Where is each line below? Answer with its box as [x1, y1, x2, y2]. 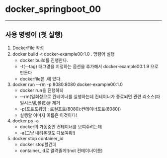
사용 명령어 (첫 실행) [5, 31, 63, 39]
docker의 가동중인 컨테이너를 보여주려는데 [19, 123, 102, 130]
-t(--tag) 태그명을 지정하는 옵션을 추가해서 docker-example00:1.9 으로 [19, 63, 159, 69]
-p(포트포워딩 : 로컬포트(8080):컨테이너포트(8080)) [19, 106, 121, 112]
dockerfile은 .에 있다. [19, 76, 62, 81]
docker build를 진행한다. [19, 57, 68, 63]
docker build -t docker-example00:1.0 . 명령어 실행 [12, 51, 115, 57]
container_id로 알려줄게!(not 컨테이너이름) [19, 148, 103, 154]
